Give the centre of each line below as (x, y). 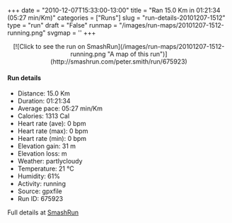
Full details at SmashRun (43, 212)
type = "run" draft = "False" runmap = (63, 25)
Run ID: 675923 (40, 199)
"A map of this (128, 54)
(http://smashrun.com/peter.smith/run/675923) (119, 62)
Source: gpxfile (40, 191)
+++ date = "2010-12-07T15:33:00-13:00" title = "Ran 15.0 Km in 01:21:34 (114, 10)
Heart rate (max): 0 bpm (53, 131)
